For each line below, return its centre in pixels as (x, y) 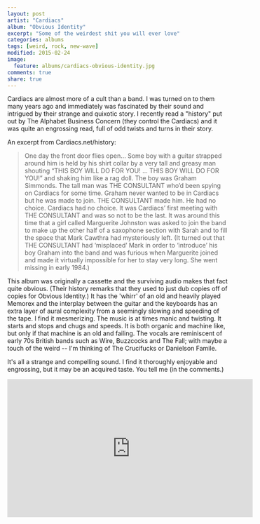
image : (17, 60)
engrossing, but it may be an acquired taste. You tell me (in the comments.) (116, 370)
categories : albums (36, 40)
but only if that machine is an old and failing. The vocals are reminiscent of (115, 333)
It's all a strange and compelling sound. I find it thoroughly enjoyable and (112, 362)
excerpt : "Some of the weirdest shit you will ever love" (94, 33)
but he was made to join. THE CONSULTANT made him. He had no (120, 201)
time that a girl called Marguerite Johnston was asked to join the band (125, 223)
